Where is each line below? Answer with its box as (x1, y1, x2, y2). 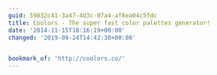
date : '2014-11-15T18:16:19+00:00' (8, 26, 126, 34)
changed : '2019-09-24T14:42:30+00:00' (8, 33, 136, 42)
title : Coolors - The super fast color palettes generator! (8, 19, 211, 27)
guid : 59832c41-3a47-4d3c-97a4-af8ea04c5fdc (8, 11, 158, 20)
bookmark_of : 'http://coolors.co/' (8, 54, 126, 63)
